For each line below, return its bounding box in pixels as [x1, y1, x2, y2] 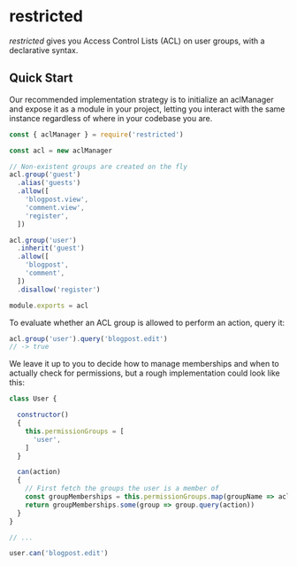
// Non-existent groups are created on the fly [9, 162, 188, 171]
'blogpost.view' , [25, 195, 89, 204]
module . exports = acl [9, 301, 89, 310]
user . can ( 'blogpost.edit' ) [9, 549, 109, 558]
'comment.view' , [25, 203, 86, 212]
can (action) [17, 468, 62, 477]
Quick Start [9, 71, 73, 86]
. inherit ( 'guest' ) [17, 244, 86, 253]
